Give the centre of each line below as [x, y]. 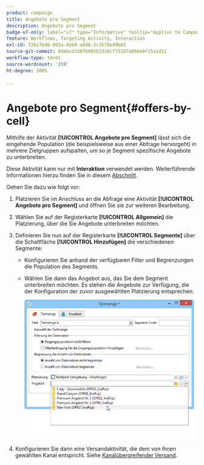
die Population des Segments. [61, 267]
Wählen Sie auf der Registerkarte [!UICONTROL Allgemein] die [94, 217]
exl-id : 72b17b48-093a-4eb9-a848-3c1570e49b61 [66, 45]
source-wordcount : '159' [38, 64]
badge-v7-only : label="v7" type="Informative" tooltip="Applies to [93, 32]
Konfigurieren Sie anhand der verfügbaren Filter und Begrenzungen [109, 260]
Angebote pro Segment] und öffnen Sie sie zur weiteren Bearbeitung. [103, 205]
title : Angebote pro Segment [43, 19]
